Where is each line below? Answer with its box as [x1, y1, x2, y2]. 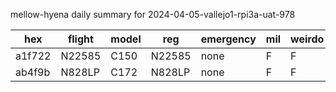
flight [67, 32, 94, 46]
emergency [200, 32, 257, 46]
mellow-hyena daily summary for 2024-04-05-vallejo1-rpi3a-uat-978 [10, 9, 296, 20]
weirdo [290, 32, 325, 46]
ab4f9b [15, 65, 51, 79]
